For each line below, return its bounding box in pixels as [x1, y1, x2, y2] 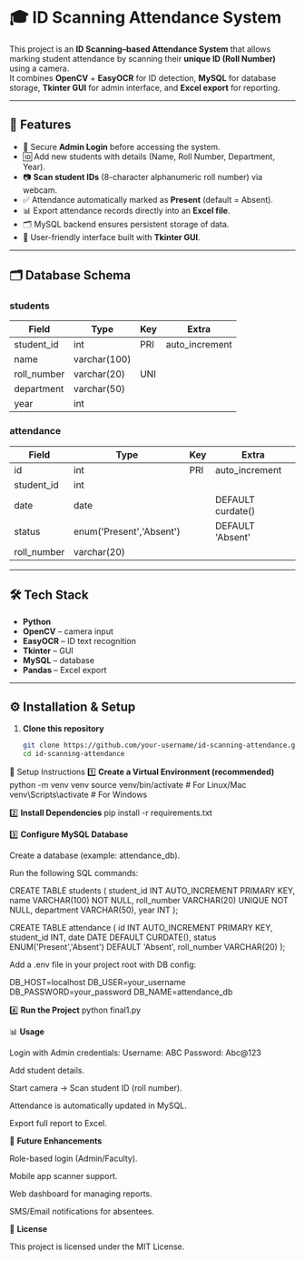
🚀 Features [9, 117, 72, 133]
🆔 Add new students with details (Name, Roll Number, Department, [22, 151, 275, 162]
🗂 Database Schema [9, 267, 132, 283]
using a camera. [9, 63, 70, 74]
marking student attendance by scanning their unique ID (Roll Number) [9, 53, 277, 64]
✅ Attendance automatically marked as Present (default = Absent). [22, 194, 274, 205]
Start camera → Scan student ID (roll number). [9, 1083, 183, 1094]
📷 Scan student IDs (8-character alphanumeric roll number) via [22, 171, 263, 182]
